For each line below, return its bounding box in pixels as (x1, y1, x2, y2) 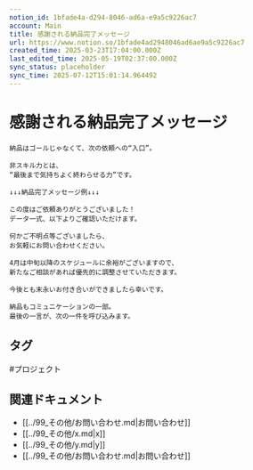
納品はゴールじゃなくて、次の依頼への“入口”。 (9, 143, 157, 152)
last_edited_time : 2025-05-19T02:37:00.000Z (9, 54, 177, 63)
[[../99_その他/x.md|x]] (21, 428, 106, 439)
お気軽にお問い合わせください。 (9, 241, 110, 250)
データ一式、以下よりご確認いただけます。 (9, 215, 142, 223)
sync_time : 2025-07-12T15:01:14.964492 (9, 71, 158, 80)
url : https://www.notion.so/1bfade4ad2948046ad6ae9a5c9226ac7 (9, 37, 245, 47)
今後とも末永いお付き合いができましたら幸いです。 (9, 285, 167, 294)
